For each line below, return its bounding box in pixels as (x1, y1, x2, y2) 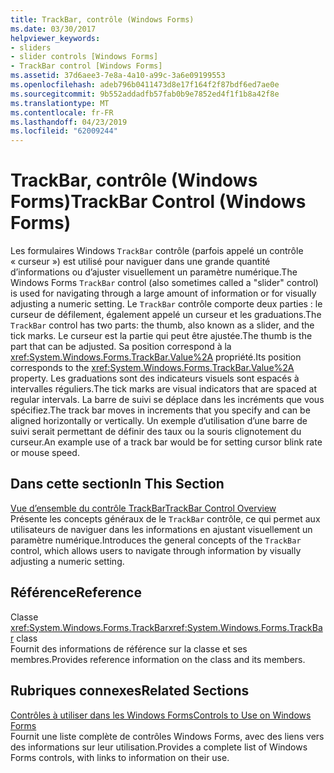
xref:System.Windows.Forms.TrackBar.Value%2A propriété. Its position (10, 351, 302, 363)
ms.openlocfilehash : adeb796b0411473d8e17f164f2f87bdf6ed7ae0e (10, 80, 280, 90)
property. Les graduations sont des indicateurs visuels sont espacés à (10, 372, 300, 385)
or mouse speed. (10, 447, 80, 459)
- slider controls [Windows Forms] (10, 52, 159, 62)
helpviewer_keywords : (10, 33, 101, 43)
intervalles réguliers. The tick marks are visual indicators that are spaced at (10, 383, 318, 395)
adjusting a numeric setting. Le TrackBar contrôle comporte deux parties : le (10, 298, 323, 310)
